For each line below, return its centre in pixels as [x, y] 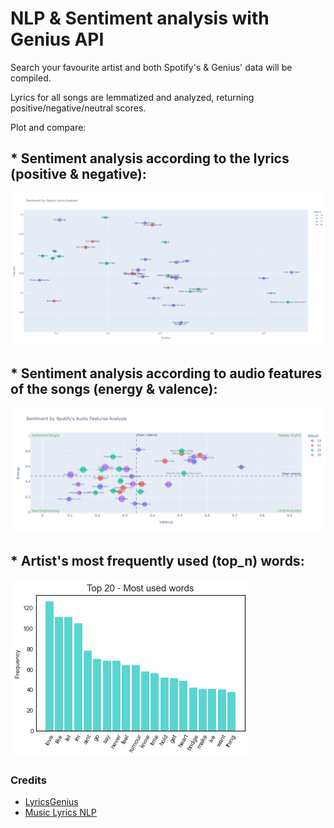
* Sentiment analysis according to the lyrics [150, 158]
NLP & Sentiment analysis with [140, 18]
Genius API [57, 39]
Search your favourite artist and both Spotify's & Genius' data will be [151, 67]
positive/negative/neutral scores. [78, 108]
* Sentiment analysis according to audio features [166, 373]
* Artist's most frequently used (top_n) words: [157, 561]
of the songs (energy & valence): [114, 388]
